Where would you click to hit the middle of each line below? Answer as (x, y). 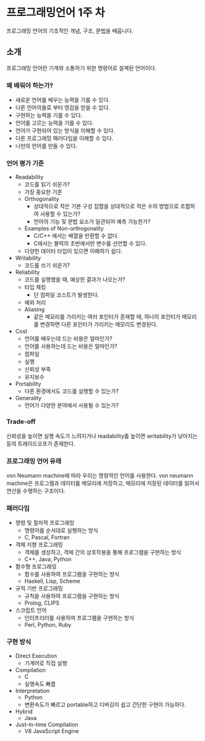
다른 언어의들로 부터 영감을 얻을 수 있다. (62, 107)
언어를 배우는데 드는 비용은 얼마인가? (68, 339)
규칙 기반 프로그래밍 (39, 588)
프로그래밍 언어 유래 (34, 461)
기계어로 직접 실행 (46, 663)
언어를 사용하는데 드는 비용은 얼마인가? (71, 346)
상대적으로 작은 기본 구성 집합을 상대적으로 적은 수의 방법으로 (106, 206)
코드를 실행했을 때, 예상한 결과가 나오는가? (75, 279)
